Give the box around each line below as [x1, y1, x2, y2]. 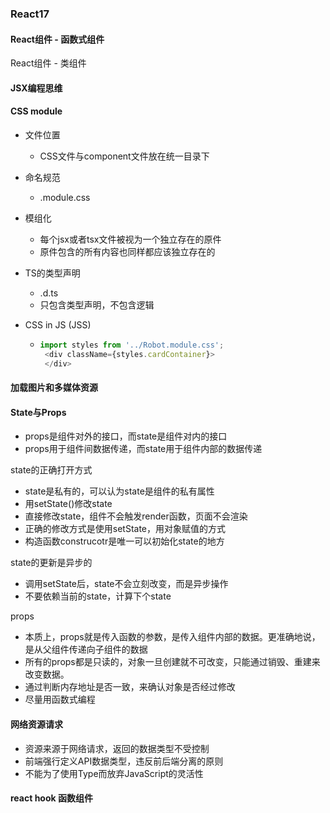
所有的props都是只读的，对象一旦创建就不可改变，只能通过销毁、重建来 [24, 656, 321, 668]
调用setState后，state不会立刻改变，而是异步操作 [24, 578, 229, 590]
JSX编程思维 [10, 82, 63, 94]
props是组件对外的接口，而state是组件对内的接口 [24, 430, 228, 442]
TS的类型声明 [24, 267, 81, 279]
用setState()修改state [24, 498, 113, 510]
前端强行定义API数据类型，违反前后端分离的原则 [24, 755, 224, 767]
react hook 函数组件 [10, 792, 93, 804]
